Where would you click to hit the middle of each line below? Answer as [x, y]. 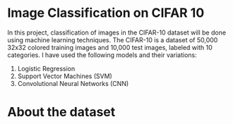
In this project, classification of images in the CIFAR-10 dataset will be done [117, 32]
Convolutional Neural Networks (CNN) [73, 83]
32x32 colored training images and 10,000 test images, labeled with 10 [110, 47]
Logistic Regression [46, 68]
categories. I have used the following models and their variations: [102, 55]
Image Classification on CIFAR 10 [106, 13]
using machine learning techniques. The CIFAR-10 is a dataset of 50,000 [113, 39]
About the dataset [61, 112]
